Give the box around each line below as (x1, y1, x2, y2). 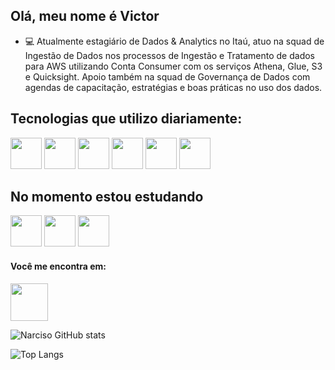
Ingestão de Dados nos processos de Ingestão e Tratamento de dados (24, 49, 315, 61)
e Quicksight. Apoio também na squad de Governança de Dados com (24, 70, 311, 83)
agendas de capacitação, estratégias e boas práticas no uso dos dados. (24, 81, 323, 93)
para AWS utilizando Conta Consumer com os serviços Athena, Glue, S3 (24, 60, 323, 72)
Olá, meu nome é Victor (10, 8, 160, 25)
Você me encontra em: (10, 260, 107, 273)
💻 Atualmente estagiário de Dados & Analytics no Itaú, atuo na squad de (24, 35, 325, 47)
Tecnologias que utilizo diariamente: (10, 110, 243, 128)
